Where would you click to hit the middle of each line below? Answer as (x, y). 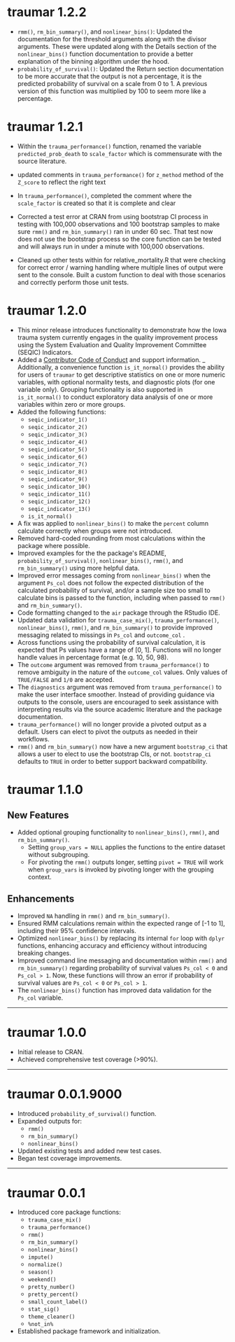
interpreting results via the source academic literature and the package (120, 709)
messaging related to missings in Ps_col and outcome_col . (101, 635)
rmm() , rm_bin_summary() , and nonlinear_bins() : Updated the (105, 32)
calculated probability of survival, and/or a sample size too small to (114, 590)
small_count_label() (58, 1302)
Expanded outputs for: (50, 1121)
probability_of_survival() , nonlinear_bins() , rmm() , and (100, 560)
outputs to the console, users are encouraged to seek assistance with (118, 701)
